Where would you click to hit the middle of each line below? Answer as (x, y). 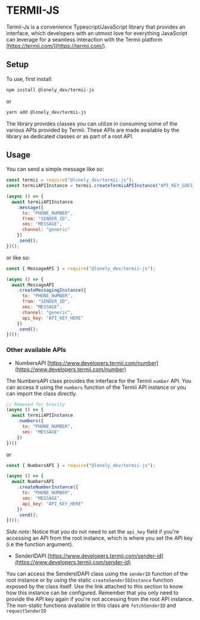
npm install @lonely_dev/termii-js (50, 90)
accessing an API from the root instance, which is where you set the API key (100, 538)
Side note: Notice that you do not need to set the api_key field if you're (93, 532)
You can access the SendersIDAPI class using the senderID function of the (97, 574)
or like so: (18, 257)
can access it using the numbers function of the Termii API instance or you (96, 387)
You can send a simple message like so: (55, 169)
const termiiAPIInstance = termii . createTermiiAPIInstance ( (82, 186)
